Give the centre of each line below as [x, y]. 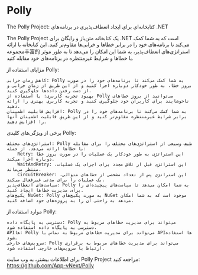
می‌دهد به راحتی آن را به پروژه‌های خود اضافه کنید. [70, 200]
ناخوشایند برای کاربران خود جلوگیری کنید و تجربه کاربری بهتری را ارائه [98, 101]
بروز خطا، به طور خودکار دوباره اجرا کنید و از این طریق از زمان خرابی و [100, 85]
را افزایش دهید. [27, 122]
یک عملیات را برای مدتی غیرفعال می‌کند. [56, 180]
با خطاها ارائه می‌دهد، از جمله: [46, 148]
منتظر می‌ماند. [24, 169]
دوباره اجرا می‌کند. [31, 159]
